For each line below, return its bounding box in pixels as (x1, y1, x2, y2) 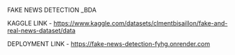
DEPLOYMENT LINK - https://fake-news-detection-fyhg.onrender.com (7, 40, 211, 47)
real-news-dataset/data (7, 27, 76, 34)
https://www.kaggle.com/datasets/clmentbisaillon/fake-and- (53, 19, 228, 27)
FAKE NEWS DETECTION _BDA (7, 6, 97, 14)
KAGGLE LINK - (7, 19, 52, 27)
